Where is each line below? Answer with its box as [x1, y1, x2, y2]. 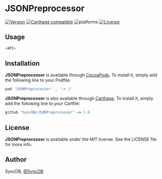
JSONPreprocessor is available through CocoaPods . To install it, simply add [5, 72, 158, 78]
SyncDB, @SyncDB [5, 168, 44, 174]
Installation [5, 59, 40, 68]
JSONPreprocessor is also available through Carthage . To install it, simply [5, 96, 154, 101]
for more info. [5, 142, 32, 147]
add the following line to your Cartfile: [5, 100, 81, 107]
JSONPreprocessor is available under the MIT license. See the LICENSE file [5, 136, 157, 142]
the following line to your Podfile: [5, 77, 71, 83]
